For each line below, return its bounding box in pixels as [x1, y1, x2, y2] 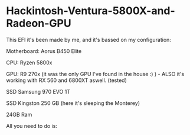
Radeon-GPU [6, 17, 72, 30]
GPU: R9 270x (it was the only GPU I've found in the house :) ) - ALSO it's [6, 70, 185, 77]
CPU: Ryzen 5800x [6, 59, 53, 66]
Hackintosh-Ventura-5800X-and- [6, 4, 175, 18]
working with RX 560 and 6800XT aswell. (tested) [6, 77, 127, 84]
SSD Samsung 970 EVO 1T [6, 88, 71, 95]
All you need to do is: [6, 122, 58, 129]
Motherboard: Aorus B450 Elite [6, 47, 82, 54]
